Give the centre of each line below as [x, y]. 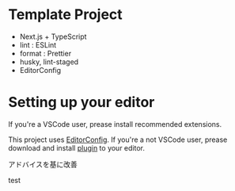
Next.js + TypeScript [53, 36]
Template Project [65, 15]
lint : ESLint [38, 44]
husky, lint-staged [49, 62]
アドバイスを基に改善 [43, 164]
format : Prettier [45, 53]
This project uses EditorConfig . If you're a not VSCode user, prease [118, 139]
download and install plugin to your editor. [76, 147]
